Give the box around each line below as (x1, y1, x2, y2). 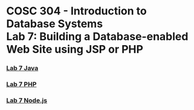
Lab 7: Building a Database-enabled (6, 30, 189, 43)
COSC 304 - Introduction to (6, 4, 147, 18)
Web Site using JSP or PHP (6, 43, 144, 57)
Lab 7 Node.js (6, 96, 47, 105)
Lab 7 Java (6, 64, 39, 73)
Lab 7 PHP (6, 80, 37, 88)
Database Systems (6, 17, 103, 31)
